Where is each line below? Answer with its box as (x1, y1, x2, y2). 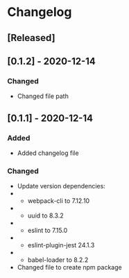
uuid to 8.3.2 (27, 211, 64, 220)
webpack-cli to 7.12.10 (27, 197, 90, 205)
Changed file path (17, 92, 69, 101)
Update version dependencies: (17, 182, 105, 190)
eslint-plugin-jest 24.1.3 (27, 241, 95, 250)
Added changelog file (17, 149, 79, 157)
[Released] (7, 32, 55, 44)
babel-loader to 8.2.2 (27, 256, 89, 264)
